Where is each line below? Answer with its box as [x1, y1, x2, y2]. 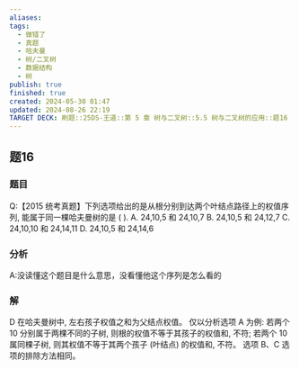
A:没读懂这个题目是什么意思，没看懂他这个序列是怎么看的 [9, 270, 222, 281]
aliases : [9, 13, 42, 22]
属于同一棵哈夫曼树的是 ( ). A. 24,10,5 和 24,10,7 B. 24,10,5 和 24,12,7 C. [29, 211, 291, 222]
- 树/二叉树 [17, 55, 57, 64]
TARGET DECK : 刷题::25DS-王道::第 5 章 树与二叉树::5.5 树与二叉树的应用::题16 [9, 113, 288, 122]
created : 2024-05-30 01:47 [9, 96, 110, 106]
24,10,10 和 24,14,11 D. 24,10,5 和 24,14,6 [9, 222, 154, 234]
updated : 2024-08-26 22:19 [9, 105, 110, 114]
